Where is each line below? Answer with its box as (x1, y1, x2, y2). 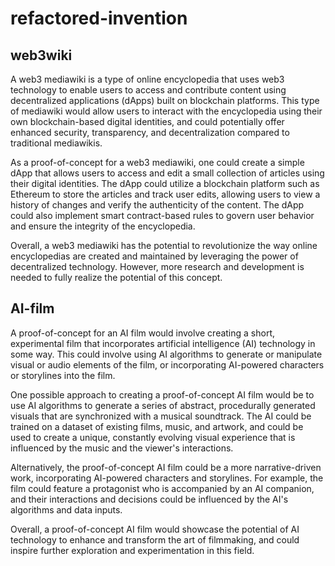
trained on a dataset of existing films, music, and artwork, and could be (10, 420, 304, 432)
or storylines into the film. (10, 369, 116, 381)
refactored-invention (10, 7, 188, 30)
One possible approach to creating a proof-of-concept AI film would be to (10, 388, 315, 401)
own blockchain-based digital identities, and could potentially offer (10, 116, 285, 127)
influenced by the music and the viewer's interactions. (10, 442, 234, 454)
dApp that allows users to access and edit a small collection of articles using (10, 167, 325, 179)
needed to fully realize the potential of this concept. (10, 272, 223, 283)
